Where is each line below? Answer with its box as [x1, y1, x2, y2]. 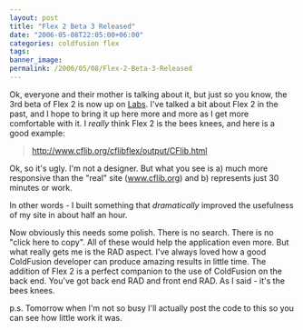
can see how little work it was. [9, 312, 122, 323]
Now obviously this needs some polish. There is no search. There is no [9, 226, 274, 237]
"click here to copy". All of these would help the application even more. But [9, 236, 289, 247]
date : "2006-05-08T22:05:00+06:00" [9, 30, 144, 39]
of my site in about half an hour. [9, 209, 129, 220]
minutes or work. [9, 182, 73, 193]
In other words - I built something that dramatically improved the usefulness [9, 199, 294, 210]
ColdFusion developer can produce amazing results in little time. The [9, 255, 267, 266]
